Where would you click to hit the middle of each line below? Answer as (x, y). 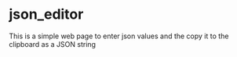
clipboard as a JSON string (53, 44)
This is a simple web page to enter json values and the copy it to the (119, 36)
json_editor (46, 14)
